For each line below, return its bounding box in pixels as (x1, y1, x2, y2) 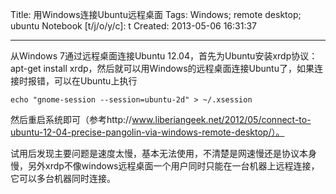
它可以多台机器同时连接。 (10, 173, 116, 184)
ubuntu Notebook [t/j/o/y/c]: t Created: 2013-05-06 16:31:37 (10, 20, 257, 32)
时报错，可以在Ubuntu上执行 (18, 75, 138, 87)
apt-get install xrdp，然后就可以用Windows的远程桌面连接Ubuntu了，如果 (10, 63, 315, 74)
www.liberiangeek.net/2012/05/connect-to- (131, 114, 312, 125)
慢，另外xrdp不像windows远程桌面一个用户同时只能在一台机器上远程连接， (10, 160, 320, 172)
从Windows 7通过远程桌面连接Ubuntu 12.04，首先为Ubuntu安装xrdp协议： (10, 50, 318, 62)
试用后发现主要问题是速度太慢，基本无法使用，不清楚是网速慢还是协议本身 (10, 148, 317, 159)
